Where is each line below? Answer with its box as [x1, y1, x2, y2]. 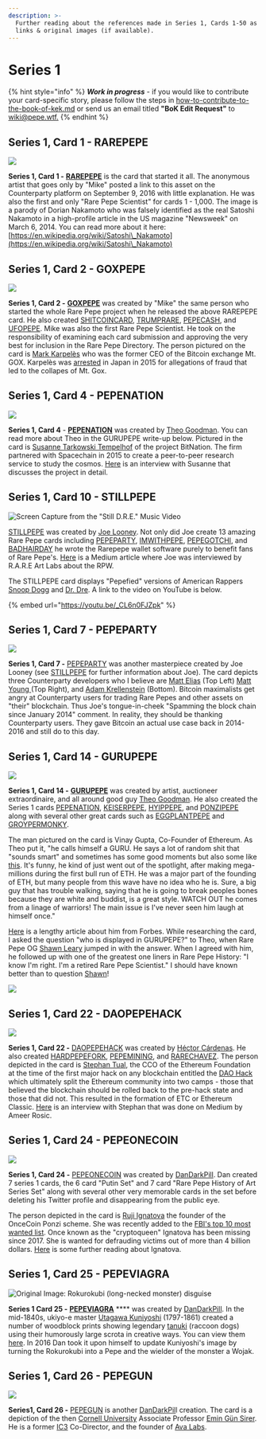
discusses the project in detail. [8, 467, 109, 477]
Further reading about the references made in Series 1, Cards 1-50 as [15, 19, 258, 27]
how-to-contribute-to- [175, 96, 249, 105]
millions [8, 869, 33, 879]
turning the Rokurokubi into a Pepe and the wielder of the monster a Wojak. [8, 1346, 254, 1355]
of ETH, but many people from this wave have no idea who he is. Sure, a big [8, 877, 256, 887]
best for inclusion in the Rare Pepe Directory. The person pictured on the [8, 340, 246, 350]
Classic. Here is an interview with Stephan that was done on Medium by [8, 1102, 243, 1111]
